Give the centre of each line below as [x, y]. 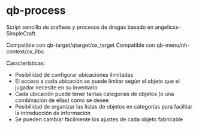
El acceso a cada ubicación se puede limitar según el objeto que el [97, 81]
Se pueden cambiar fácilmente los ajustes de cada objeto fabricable [99, 119]
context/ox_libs [25, 51]
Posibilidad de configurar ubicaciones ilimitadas [74, 74]
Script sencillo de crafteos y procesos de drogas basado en [80, 27]
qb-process [36, 10]
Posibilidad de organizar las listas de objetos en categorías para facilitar [104, 106]
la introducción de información [53, 113]
